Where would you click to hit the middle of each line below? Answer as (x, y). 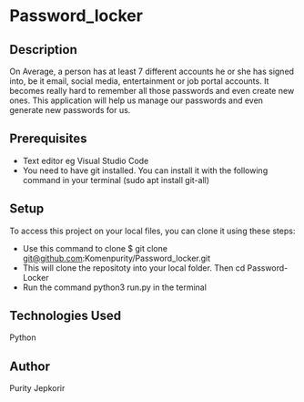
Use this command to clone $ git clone (95, 248)
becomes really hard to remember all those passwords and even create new (152, 91)
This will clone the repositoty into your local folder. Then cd (134, 268)
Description (43, 50)
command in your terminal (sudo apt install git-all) (116, 180)
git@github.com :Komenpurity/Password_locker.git (117, 258)
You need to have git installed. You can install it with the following (145, 170)
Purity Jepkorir (37, 388)
